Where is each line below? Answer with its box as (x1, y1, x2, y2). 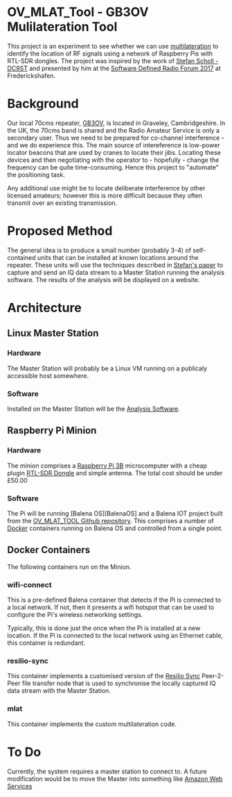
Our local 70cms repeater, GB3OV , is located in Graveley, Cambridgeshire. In (7, 119, 226, 127)
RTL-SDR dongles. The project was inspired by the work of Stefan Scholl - (7, 56, 219, 65)
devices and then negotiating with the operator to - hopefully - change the (7, 156, 220, 164)
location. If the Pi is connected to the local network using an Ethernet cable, (7, 632, 224, 640)
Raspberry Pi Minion (7, 425, 97, 436)
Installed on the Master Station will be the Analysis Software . (7, 404, 180, 413)
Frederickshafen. (7, 71, 56, 80)
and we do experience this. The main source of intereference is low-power (7, 140, 220, 149)
